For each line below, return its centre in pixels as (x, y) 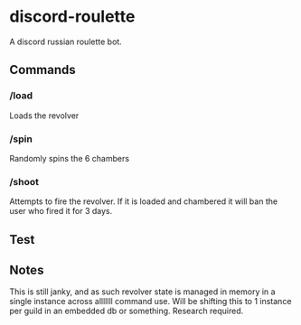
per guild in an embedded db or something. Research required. (127, 311)
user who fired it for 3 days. (61, 211)
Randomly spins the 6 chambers (69, 158)
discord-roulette (72, 17)
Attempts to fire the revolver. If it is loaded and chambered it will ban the (144, 201)
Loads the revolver (44, 116)
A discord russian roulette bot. (66, 42)
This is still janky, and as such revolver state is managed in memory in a (142, 292)
